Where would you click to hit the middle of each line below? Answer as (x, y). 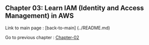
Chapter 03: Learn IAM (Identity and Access (75, 8)
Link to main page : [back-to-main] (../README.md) (58, 28)
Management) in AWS (40, 16)
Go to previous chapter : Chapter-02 (42, 37)
